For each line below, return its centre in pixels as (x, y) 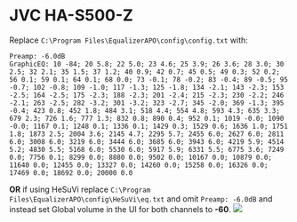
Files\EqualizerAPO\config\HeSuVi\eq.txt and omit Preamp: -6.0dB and (141, 198)
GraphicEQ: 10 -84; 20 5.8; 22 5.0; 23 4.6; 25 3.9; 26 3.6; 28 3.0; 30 (147, 64)
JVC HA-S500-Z (71, 16)
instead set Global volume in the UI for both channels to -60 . (120, 209)
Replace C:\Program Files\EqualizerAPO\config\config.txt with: (129, 40)
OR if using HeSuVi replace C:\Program (80, 189)
